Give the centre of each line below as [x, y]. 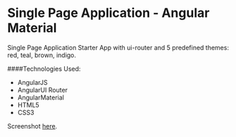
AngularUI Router [43, 90]
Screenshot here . [32, 126]
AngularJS [32, 82]
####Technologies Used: [44, 68]
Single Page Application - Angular [108, 13]
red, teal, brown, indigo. [42, 55]
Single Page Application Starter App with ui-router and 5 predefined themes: [118, 47]
